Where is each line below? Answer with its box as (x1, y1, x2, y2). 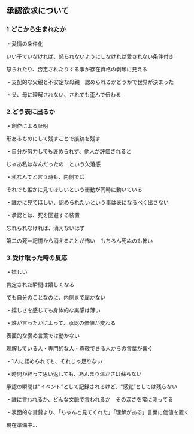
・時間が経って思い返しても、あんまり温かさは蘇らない (6, 370, 142, 378)
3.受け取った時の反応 (6, 253, 68, 262)
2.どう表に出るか (6, 107, 56, 116)
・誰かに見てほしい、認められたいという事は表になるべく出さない (6, 199, 169, 206)
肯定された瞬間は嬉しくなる (6, 281, 75, 288)
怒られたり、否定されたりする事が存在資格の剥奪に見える (6, 65, 148, 73)
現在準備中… (6, 421, 38, 429)
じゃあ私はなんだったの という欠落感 (6, 160, 101, 167)
